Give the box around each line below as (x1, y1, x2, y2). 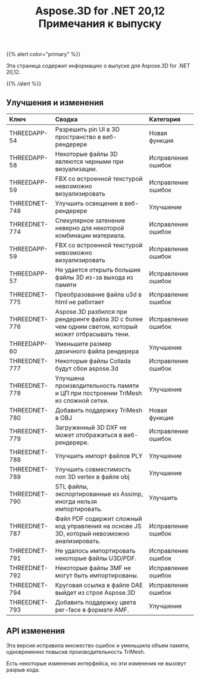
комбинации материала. (55, 231, 126, 240)
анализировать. (55, 537, 101, 545)
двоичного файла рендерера (55, 347, 139, 355)
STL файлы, (55, 482, 89, 491)
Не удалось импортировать (55, 547, 136, 555)
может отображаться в (55, 431, 123, 439)
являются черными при (55, 157, 124, 166)
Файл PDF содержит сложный (55, 515, 142, 522)
